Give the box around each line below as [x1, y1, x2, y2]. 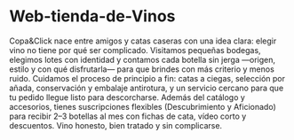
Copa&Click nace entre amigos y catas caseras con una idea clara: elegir [9, 35, 277, 46]
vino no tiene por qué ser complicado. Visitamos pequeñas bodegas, [9, 44, 261, 55]
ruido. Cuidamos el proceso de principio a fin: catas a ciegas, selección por [9, 73, 286, 83]
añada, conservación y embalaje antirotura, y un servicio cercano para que [9, 82, 284, 93]
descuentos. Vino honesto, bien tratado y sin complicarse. [9, 120, 223, 130]
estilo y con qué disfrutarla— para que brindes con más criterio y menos [9, 64, 275, 74]
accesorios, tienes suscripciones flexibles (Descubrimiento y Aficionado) [9, 101, 277, 112]
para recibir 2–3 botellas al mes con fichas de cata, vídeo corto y [9, 111, 247, 121]
